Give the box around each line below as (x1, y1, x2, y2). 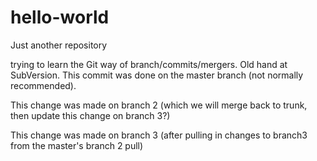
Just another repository (10, 39, 108, 51)
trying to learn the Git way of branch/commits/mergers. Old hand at (10, 58, 288, 70)
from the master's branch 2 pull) (10, 139, 144, 151)
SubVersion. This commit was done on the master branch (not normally (10, 69, 304, 81)
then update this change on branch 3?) (10, 109, 171, 121)
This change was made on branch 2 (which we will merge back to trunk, (10, 99, 308, 111)
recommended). (10, 79, 77, 91)
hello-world (10, 6, 110, 29)
